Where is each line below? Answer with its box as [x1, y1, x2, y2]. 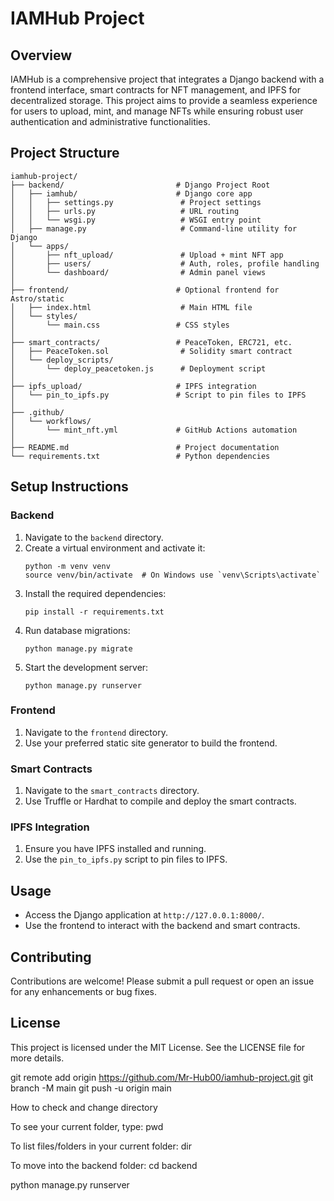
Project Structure [10, 145, 120, 162]
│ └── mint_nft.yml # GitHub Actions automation [10, 425, 298, 435]
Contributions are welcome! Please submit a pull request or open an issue [10, 975, 315, 987]
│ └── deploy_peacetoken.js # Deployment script [10, 363, 267, 374]
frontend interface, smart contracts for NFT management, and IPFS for [10, 84, 302, 96]
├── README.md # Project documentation [10, 442, 280, 452]
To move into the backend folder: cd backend [10, 1159, 198, 1171]
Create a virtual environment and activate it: [24, 542, 206, 554]
